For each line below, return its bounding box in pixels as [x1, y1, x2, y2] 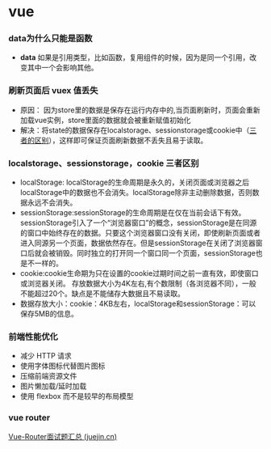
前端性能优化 [8, 331, 59, 342]
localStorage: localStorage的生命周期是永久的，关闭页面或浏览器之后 [19, 177, 250, 188]
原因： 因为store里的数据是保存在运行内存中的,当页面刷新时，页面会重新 [19, 104, 261, 115]
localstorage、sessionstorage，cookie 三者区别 [8, 157, 199, 168]
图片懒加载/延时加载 [19, 381, 87, 391]
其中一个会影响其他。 [27, 63, 98, 73]
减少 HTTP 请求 [19, 351, 73, 361]
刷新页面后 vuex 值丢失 [8, 85, 98, 96]
